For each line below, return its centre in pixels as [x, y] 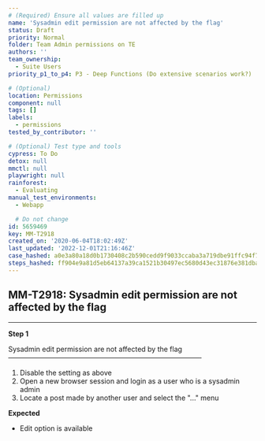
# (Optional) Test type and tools [65, 146]
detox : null [28, 161]
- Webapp [30, 205]
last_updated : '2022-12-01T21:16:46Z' [72, 249]
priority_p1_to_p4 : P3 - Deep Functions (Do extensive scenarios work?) [130, 74]
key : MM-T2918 [32, 234]
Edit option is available [56, 428]
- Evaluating [37, 191]
